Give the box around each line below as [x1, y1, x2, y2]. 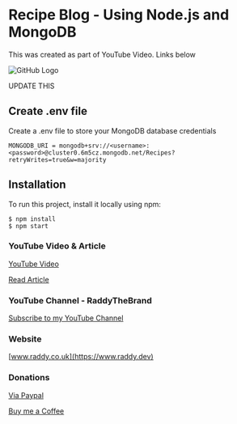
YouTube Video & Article [8, 240, 107, 252]
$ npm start [8, 222, 49, 230]
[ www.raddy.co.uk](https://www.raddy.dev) [8, 352, 154, 362]
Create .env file [8, 104, 87, 118]
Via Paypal [8, 390, 44, 400]
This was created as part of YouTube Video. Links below [8, 49, 197, 59]
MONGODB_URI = [8, 142, 57, 150]
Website [8, 333, 42, 345]
